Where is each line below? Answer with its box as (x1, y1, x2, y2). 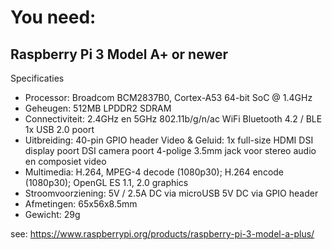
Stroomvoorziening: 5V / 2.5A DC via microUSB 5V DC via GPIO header (24, 187, 319, 199)
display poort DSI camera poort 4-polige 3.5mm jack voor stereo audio (24, 145, 317, 156)
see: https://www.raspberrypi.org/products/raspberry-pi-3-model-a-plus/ (10, 228, 315, 240)
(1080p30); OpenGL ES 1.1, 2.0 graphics (24, 177, 189, 188)
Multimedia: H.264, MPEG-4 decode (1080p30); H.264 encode (24, 166, 285, 178)
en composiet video (24, 156, 107, 167)
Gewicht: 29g (24, 209, 81, 220)
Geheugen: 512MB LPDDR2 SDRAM (24, 102, 172, 114)
